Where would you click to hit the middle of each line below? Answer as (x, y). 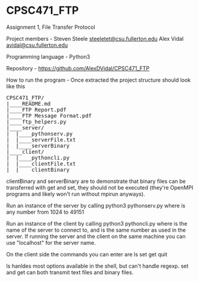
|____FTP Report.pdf (37, 109)
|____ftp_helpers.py (37, 121)
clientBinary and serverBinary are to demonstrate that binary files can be (96, 181)
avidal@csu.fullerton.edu (37, 45)
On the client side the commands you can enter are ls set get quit (87, 254)
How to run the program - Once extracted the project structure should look (99, 80)
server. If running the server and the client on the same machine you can (96, 236)
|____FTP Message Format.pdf (49, 115)
